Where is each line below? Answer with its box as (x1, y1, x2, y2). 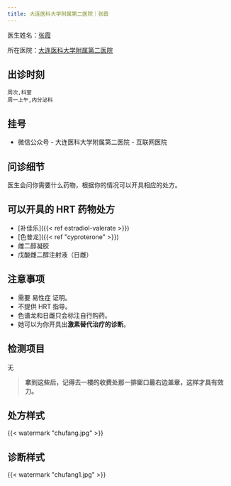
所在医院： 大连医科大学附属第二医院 (7, 45, 113, 54)
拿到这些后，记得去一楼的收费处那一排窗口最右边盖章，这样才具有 (24, 377, 218, 387)
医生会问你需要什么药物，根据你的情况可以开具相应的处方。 (7, 181, 181, 189)
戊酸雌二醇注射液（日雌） (17, 250, 93, 259)
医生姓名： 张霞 (7, 31, 51, 39)
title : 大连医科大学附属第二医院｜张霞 (7, 10, 109, 18)
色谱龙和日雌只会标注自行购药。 (17, 311, 111, 319)
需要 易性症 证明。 (17, 293, 72, 302)
